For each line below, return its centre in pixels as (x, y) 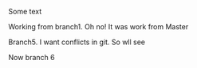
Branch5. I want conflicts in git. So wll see (77, 42)
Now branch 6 (32, 57)
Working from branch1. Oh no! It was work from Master (98, 26)
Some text (25, 11)
